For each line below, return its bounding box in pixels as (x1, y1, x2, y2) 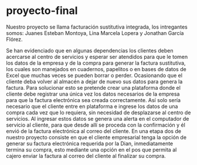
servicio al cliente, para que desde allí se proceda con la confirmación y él (6, 121, 186, 128)
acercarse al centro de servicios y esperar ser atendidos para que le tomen (6, 53, 188, 60)
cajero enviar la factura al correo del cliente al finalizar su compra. (6, 152, 166, 159)
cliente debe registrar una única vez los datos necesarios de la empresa (6, 90, 180, 97)
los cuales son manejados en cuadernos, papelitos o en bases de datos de (6, 65, 186, 72)
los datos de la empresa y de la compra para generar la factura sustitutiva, (6, 59, 186, 66)
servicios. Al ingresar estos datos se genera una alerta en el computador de (6, 115, 189, 122)
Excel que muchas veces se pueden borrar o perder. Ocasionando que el (6, 72, 183, 79)
